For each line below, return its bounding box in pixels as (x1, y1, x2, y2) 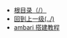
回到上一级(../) (13, 15, 55, 23)
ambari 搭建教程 (13, 23, 60, 31)
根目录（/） (13, 6, 47, 14)
